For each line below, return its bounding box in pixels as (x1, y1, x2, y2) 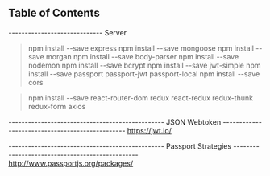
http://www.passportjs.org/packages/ (8, 158, 134, 168)
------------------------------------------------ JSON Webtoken (8, 117, 222, 127)
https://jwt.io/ (127, 125, 172, 135)
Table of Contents (8, 6, 101, 20)
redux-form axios (27, 101, 86, 111)
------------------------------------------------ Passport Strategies (8, 141, 232, 151)
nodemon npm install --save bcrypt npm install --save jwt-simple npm (27, 60, 261, 70)
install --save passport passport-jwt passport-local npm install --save (27, 68, 260, 79)
